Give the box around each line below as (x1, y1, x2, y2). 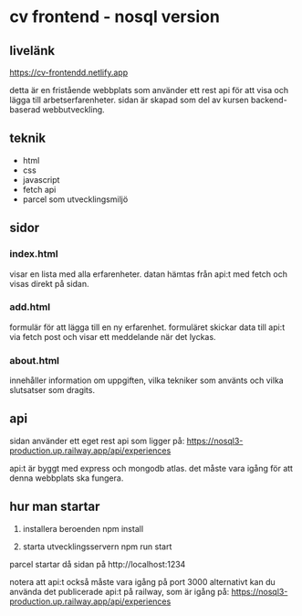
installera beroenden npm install (22, 523, 144, 534)
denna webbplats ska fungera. (9, 473, 124, 483)
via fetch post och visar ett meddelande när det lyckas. (9, 331, 216, 342)
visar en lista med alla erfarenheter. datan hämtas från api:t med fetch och (9, 268, 287, 280)
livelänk (9, 43, 56, 58)
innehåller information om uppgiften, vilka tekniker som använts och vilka (9, 375, 285, 386)
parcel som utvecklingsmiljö (22, 194, 129, 205)
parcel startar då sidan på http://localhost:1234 (9, 558, 186, 569)
